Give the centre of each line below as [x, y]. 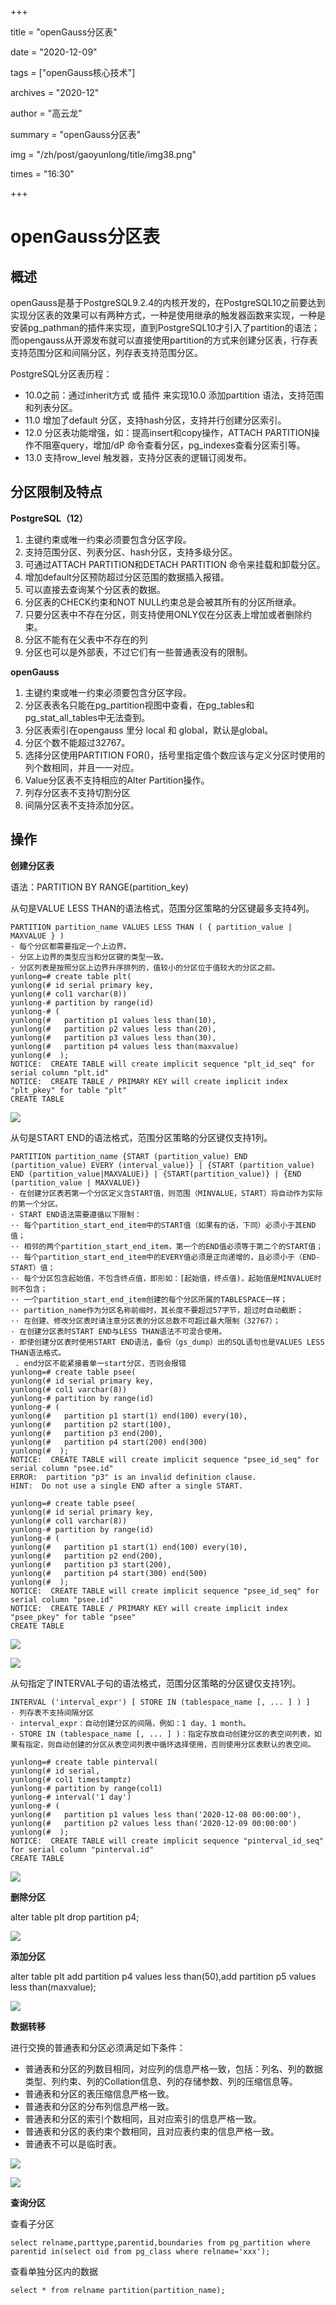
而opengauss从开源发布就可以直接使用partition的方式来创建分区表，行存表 [164, 340]
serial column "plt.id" [60, 1072]
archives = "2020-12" [55, 92]
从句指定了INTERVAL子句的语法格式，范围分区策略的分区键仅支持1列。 [156, 1683]
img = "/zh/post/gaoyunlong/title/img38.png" [103, 154]
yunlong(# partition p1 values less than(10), [113, 1020]
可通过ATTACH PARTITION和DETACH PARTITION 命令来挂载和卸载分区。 [175, 564]
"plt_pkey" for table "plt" [69, 1090]
